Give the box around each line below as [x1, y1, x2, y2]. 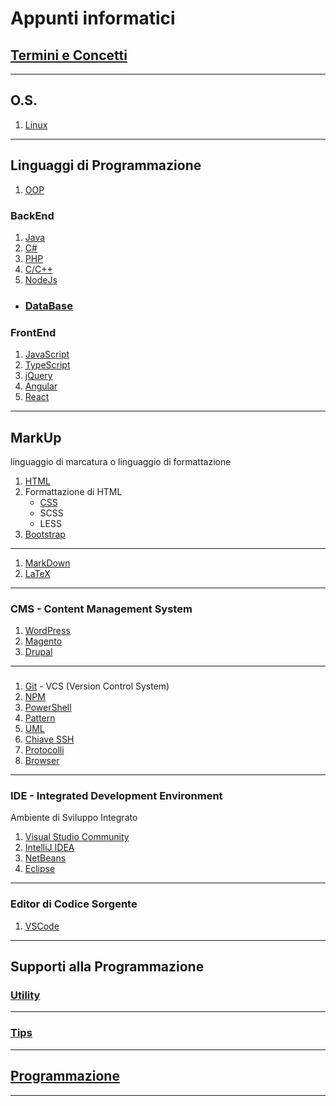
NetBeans [24, 852, 67, 864]
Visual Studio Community [24, 831, 130, 843]
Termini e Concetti [10, 47, 128, 64]
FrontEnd [10, 325, 57, 339]
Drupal [24, 646, 53, 658]
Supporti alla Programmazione [10, 958, 205, 976]
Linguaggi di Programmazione [10, 157, 202, 174]
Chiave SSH [24, 733, 75, 746]
